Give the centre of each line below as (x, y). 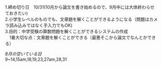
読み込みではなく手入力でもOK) (41, 25)
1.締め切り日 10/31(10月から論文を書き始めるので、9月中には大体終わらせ (80, 7)
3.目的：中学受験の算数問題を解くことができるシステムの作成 (66, 31)
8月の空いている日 (24, 54)
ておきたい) (17, 13)
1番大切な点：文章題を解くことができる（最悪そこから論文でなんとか (78, 37)
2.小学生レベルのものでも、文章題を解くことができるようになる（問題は (77, 19)
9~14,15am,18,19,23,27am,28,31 (36, 59)
